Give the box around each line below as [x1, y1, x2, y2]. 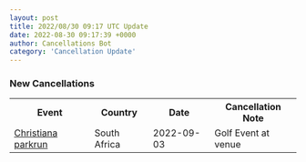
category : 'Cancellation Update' [9, 47, 137, 56]
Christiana [14, 127, 58, 139]
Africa [94, 138, 121, 151]
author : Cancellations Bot [9, 38, 112, 48]
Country [100, 106, 138, 119]
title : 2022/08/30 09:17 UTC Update [9, 22, 148, 31]
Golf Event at [214, 127, 270, 139]
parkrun [14, 138, 48, 151]
